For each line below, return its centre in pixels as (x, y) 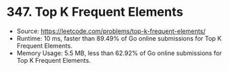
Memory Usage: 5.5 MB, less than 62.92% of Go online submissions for (119, 53)
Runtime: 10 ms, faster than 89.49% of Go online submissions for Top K (119, 38)
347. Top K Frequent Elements (95, 12)
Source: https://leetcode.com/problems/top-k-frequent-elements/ (111, 31)
